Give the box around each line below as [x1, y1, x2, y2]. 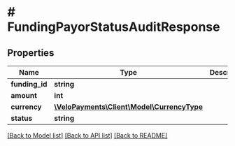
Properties [7, 47, 55, 59]
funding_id [10, 80, 48, 89]
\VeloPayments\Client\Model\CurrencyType [54, 102, 203, 112]
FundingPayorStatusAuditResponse [7, 19, 220, 35]
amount [10, 91, 37, 100]
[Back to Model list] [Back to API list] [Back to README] [7, 131, 168, 140]
